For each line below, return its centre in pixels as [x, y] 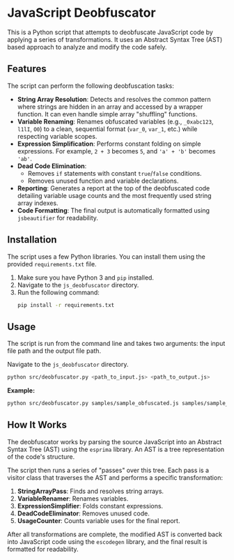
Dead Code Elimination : [52, 166]
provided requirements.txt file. [52, 264]
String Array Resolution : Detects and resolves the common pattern [114, 99]
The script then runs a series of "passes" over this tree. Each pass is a [108, 470]
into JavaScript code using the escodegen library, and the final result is [107, 541]
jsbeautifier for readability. [58, 218]
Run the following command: [58, 292]
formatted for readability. [43, 549]
